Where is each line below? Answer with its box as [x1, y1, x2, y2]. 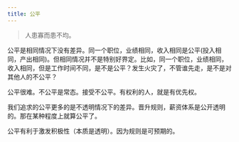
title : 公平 [7, 10, 41, 18]
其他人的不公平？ [7, 72, 58, 81]
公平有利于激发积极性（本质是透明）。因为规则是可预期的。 [7, 126, 179, 135]
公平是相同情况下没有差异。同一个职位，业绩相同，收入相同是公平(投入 [7, 45, 216, 54]
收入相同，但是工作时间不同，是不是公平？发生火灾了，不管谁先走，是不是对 [7, 63, 232, 72]
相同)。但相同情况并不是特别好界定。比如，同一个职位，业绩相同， [31, 55, 228, 63]
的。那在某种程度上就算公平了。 [7, 111, 101, 120]
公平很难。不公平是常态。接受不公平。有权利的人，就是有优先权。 [7, 87, 201, 96]
